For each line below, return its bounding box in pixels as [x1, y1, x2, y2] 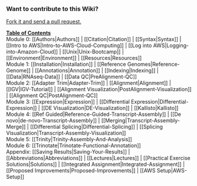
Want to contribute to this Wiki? [6, 5, 99, 13]
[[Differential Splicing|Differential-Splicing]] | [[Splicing [30, 123, 163, 131]
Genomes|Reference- [127, 61, 180, 68]
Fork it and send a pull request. [6, 18, 81, 25]
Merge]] [6, 123, 26, 131]
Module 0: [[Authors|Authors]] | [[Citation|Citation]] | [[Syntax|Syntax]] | [6, 36, 182, 43]
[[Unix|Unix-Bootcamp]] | [62, 48, 124, 55]
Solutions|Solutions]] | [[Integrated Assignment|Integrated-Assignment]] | [6, 161, 185, 168]
